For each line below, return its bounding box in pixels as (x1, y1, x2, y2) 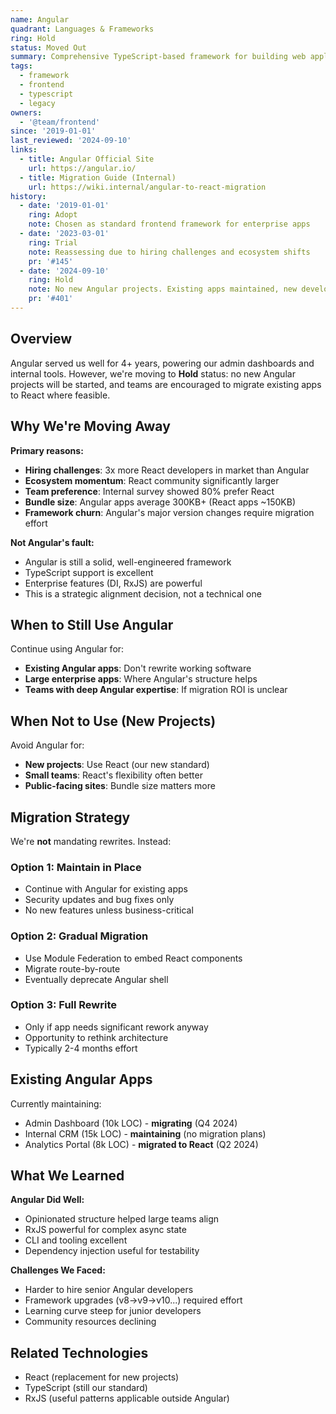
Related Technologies (10, 1344, 149, 1361)
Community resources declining (24, 1316, 157, 1328)
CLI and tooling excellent (24, 1234, 128, 1246)
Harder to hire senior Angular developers (24, 1284, 194, 1296)
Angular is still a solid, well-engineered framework (24, 556, 232, 568)
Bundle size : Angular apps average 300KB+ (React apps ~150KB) (24, 496, 297, 508)
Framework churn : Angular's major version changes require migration (24, 506, 315, 518)
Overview (10, 331, 73, 348)
